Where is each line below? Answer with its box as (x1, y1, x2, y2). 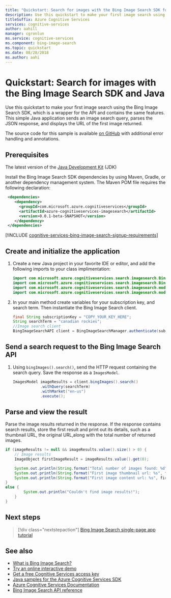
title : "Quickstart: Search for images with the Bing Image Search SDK (5, 7, 160, 13)
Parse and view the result (5, 408, 88, 416)
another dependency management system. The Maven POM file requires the (5, 179, 166, 186)
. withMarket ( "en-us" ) (40, 389, 86, 394)
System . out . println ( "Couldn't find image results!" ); (23, 490, 140, 495)
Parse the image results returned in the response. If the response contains (5, 421, 161, 428)
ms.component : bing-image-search (5, 41, 76, 46)
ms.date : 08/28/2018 (5, 50, 49, 55)
